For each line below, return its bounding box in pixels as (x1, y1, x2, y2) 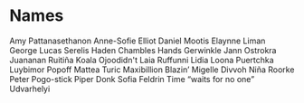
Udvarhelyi (9, 83, 51, 94)
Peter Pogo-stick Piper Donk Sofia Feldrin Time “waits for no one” (9, 73, 255, 84)
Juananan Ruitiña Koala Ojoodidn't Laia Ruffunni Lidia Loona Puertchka (9, 54, 274, 65)
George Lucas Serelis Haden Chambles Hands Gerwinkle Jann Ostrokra (9, 44, 277, 55)
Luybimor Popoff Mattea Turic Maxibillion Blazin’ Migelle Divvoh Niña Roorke (9, 64, 295, 75)
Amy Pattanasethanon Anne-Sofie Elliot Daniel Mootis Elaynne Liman (9, 35, 266, 46)
